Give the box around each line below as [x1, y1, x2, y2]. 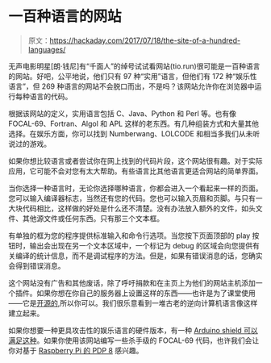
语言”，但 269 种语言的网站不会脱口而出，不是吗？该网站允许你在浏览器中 [8, 81, 255, 91]
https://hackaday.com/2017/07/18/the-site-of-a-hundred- [49, 35, 240, 45]
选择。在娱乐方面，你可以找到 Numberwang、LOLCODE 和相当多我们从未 [8, 128, 253, 138]
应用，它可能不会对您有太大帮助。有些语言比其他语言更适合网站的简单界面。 [8, 166, 263, 176]
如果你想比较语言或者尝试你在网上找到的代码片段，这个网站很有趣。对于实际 [8, 156, 263, 165]
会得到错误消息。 [8, 261, 65, 270]
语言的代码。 [29, 91, 73, 101]
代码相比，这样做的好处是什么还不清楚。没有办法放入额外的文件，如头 [22, 203, 256, 213]
